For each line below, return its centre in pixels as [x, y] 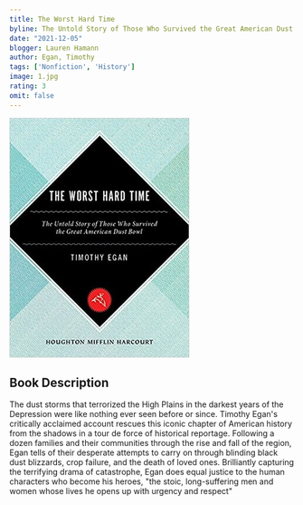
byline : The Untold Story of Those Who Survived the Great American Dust [151, 29]
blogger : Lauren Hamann [54, 48]
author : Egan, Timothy [52, 58]
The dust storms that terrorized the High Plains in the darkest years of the [147, 404]
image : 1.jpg [34, 77]
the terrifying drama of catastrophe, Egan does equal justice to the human [147, 472]
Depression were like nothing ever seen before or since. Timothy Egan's [144, 414]
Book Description [59, 383]
